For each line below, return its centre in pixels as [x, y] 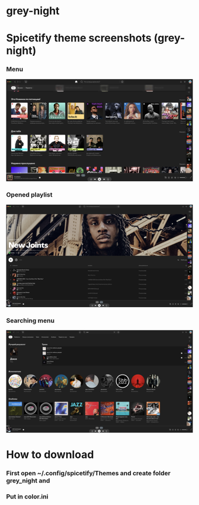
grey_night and [28, 481]
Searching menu [31, 320]
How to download [50, 454]
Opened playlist [29, 195]
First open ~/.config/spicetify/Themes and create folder [88, 473]
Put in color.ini [27, 496]
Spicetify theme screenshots [79, 38]
